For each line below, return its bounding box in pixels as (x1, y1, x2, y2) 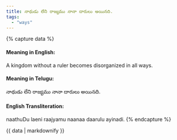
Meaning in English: (6, 48, 56, 55)
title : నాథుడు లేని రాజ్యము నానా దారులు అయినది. (6, 8, 113, 15)
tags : (6, 14, 19, 20)
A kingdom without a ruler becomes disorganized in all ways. (6, 62, 154, 69)
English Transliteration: (6, 103, 64, 110)
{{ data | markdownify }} (6, 127, 65, 134)
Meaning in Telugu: (6, 75, 55, 82)
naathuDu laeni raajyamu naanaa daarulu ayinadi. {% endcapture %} (6, 116, 172, 123)
